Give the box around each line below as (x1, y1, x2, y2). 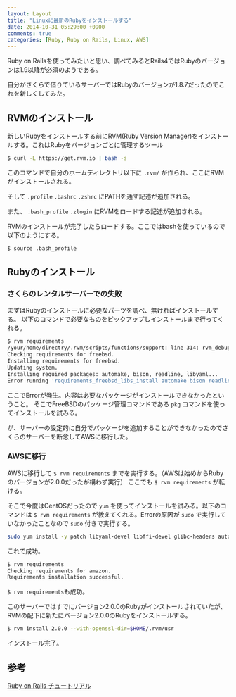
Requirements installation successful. (7, 574, 124, 581)
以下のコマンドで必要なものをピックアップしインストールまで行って (20, 315, 218, 324)
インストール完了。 (7, 639, 63, 648)
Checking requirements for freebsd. (7, 351, 114, 358)
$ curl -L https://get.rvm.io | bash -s (7, 154, 128, 162)
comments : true (7, 30, 52, 37)
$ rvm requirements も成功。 (7, 587, 89, 596)
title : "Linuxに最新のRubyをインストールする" (7, 17, 132, 24)
